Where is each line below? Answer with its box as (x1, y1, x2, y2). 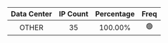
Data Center (11, 9, 53, 18)
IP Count (58, 9, 89, 18)
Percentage (95, 9, 135, 18)
